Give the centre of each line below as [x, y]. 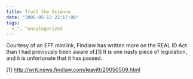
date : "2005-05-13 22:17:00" [42, 17]
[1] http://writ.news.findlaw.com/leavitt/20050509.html [73, 70]
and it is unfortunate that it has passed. [54, 58]
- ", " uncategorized [37, 28]
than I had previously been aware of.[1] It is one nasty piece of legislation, [97, 52]
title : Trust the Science [38, 12]
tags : [13, 23]
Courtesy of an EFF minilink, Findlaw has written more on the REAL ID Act [96, 45]
